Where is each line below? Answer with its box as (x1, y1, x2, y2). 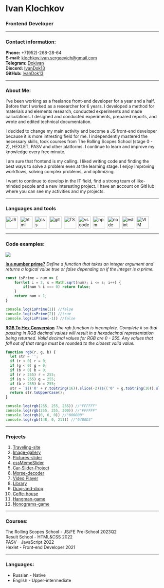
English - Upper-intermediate (12, 577, 72, 583)
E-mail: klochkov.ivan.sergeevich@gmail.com (5, 54, 97, 61)
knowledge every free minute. (5, 149, 66, 155)
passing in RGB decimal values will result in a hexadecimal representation (5, 330, 154, 336)
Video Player (12, 475, 38, 481)
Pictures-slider (12, 454, 43, 460)
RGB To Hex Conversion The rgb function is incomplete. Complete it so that (5, 324, 158, 331)
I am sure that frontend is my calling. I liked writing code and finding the (5, 159, 149, 164)
